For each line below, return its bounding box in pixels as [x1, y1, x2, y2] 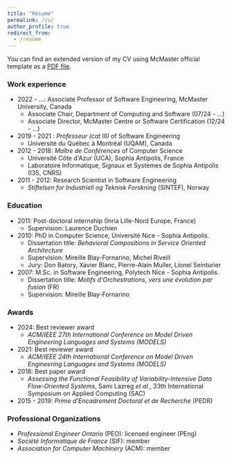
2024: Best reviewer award [17, 323, 95, 332]
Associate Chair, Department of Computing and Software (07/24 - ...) [27, 110, 225, 118]
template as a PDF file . [7, 62, 71, 71]
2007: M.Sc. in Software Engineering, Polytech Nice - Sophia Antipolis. [17, 268, 220, 276]
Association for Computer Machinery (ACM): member [17, 444, 171, 453]
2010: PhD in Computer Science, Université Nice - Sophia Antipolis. [17, 231, 210, 240]
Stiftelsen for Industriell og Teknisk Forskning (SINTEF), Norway [27, 183, 210, 192]
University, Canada [17, 102, 72, 111]
